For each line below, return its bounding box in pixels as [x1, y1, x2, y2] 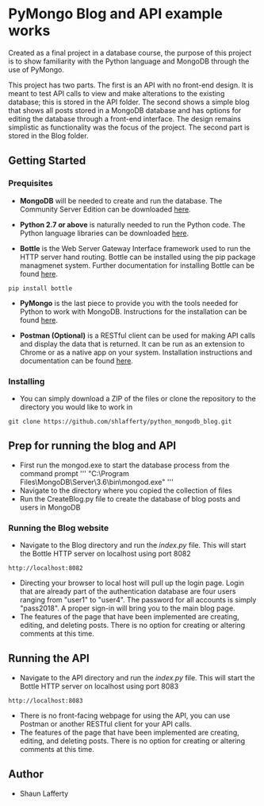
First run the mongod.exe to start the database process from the [19, 460, 230, 470]
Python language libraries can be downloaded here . [19, 228, 189, 238]
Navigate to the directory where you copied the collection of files [19, 486, 232, 495]
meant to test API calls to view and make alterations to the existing [8, 88, 225, 98]
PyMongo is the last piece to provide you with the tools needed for [19, 298, 239, 308]
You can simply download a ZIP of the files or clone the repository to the [19, 393, 256, 403]
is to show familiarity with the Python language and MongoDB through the [8, 56, 250, 66]
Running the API [8, 652, 90, 665]
